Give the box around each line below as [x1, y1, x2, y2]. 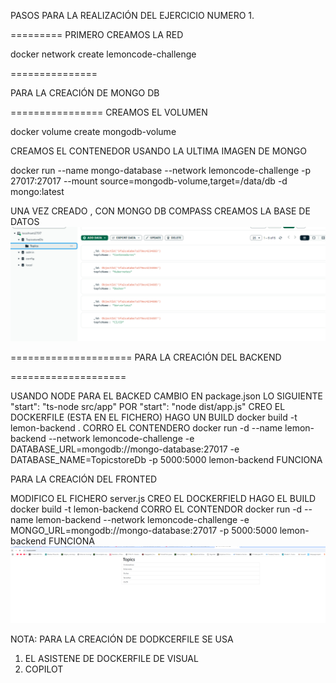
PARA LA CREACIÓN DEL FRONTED [10, 473, 158, 485]
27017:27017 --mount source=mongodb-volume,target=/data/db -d [10, 175, 288, 187]
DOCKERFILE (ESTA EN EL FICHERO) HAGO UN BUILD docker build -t [10, 411, 298, 424]
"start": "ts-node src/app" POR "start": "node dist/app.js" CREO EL [10, 401, 286, 413]
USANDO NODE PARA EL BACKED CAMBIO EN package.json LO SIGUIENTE [10, 390, 323, 402]
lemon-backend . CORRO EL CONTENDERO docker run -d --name [10, 422, 283, 434]
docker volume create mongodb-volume [10, 126, 177, 137]
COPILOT [24, 663, 64, 675]
